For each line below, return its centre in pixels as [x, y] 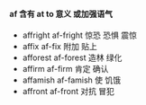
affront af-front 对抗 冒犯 [68, 92]
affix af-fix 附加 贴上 [59, 47]
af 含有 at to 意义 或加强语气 [61, 13]
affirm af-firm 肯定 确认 [65, 69]
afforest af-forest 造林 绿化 [72, 57]
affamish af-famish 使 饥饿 [72, 80]
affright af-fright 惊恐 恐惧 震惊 [79, 35]
